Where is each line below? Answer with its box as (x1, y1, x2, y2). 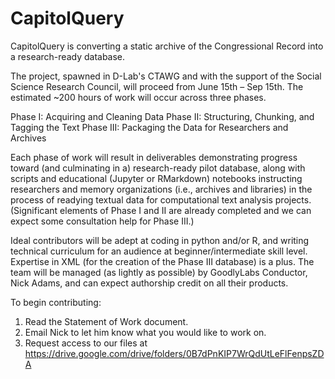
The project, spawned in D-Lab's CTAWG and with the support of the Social (10, 70, 322, 82)
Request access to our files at (24, 337, 148, 349)
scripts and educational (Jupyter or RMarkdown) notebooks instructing (10, 172, 303, 184)
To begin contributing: (10, 296, 102, 308)
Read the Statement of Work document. (24, 315, 189, 327)
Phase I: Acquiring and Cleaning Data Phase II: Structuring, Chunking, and (10, 110, 315, 122)
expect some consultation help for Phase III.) (10, 215, 195, 227)
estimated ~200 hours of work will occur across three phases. (10, 91, 267, 103)
